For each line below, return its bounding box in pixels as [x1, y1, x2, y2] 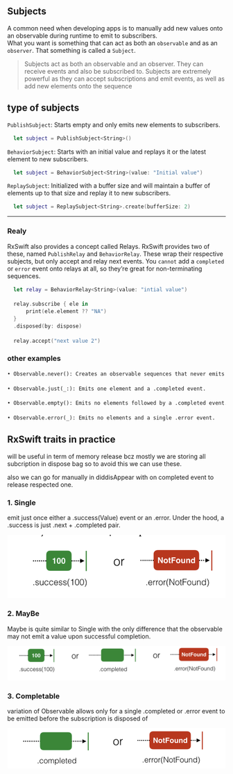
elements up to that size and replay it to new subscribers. [7, 189, 171, 197]
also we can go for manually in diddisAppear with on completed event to [7, 473, 214, 481]
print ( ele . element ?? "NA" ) [25, 308, 107, 315]
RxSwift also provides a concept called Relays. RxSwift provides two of [7, 242, 210, 250]
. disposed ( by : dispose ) [13, 323, 82, 330]
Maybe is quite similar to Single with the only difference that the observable [7, 624, 223, 633]
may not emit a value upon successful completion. [7, 632, 151, 640]
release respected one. [7, 480, 74, 489]
